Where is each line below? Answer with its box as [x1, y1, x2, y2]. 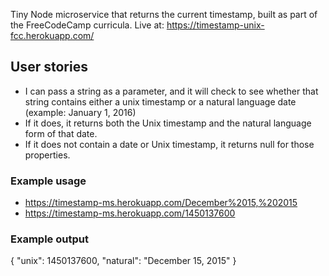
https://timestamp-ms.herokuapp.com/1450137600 [24, 207, 236, 219]
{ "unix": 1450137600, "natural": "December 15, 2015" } [10, 255, 237, 267]
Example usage [10, 174, 87, 188]
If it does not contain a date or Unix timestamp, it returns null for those [24, 138, 315, 150]
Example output [10, 232, 89, 246]
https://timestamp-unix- [166, 19, 265, 31]
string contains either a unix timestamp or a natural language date [24, 95, 297, 108]
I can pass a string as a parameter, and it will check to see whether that [24, 85, 319, 97]
